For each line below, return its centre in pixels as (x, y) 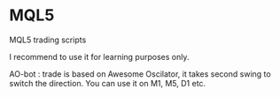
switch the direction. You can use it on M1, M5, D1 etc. (108, 83)
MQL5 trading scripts (48, 40)
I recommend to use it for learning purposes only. (99, 56)
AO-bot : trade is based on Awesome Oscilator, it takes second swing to (140, 74)
